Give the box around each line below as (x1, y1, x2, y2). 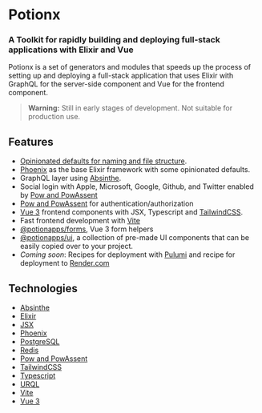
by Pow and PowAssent (19, 190, 98, 200)
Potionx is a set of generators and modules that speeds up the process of (8, 62, 251, 72)
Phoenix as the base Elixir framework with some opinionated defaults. (19, 165, 251, 174)
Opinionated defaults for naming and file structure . (19, 156, 187, 166)
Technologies (8, 282, 79, 295)
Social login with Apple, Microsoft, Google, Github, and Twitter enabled (19, 182, 255, 191)
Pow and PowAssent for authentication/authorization (19, 198, 194, 209)
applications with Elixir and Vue (8, 44, 134, 55)
